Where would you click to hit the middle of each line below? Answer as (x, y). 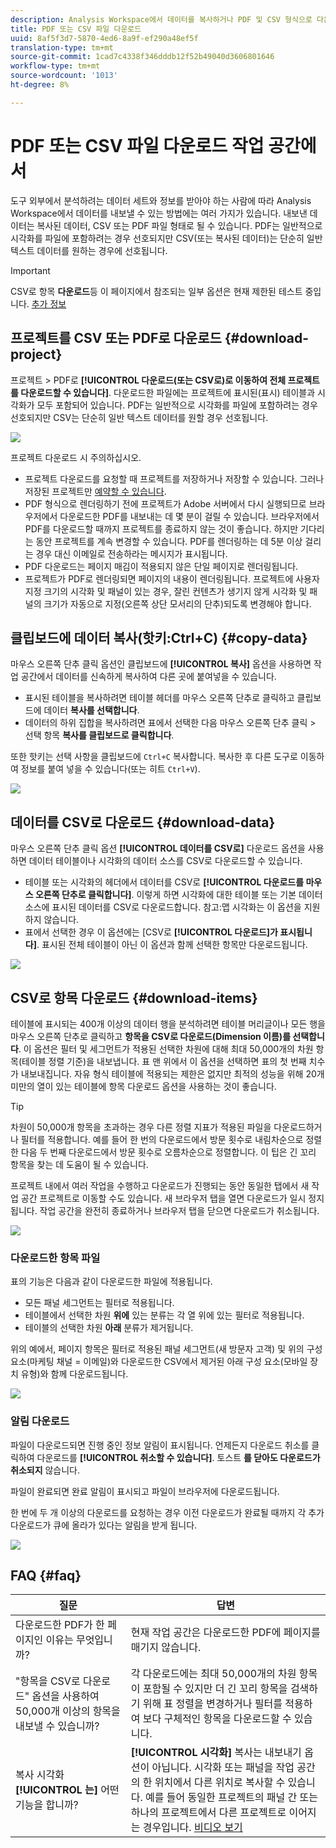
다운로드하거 (298, 1127)
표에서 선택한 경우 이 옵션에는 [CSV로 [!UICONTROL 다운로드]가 (151, 932)
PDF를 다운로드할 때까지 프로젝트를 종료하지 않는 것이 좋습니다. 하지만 (161, 528)
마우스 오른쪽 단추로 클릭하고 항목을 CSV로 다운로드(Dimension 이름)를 (151, 1036)
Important (30, 270)
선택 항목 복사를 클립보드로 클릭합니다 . (99, 735)
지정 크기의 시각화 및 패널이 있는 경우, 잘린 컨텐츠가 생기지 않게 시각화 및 (166, 591)
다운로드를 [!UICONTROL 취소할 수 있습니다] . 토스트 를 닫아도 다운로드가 (178, 1457)
